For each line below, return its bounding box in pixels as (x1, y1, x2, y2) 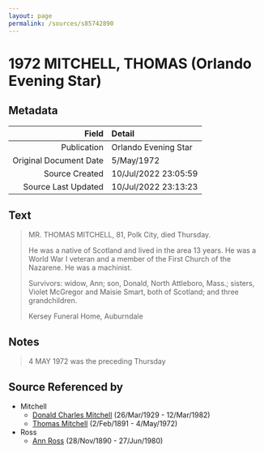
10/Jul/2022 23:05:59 (111, 168, 198, 179)
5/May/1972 (111, 155, 160, 166)
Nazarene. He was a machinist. (28, 263, 132, 272)
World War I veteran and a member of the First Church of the (28, 254, 232, 264)
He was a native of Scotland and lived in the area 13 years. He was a (28, 246, 257, 255)
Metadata (8, 104, 58, 118)
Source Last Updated (23, 181, 104, 192)
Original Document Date (12, 155, 104, 166)
